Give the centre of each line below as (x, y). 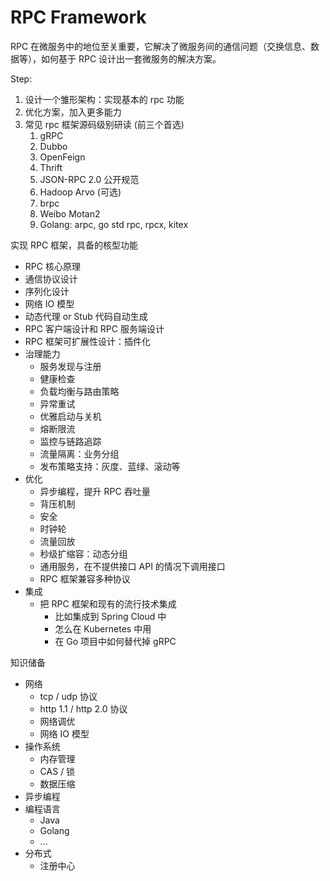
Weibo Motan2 (70, 213)
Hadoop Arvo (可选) (80, 192)
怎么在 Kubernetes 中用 (103, 628)
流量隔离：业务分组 (79, 453)
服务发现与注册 (70, 366)
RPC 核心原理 (52, 266)
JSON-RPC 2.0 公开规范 (89, 179)
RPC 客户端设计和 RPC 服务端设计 (94, 328)
